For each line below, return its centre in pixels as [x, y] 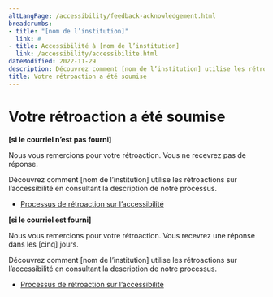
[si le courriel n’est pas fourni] [60, 139]
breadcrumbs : [30, 24]
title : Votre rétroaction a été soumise [78, 76]
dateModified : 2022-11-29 [52, 62]
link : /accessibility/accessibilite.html [87, 54]
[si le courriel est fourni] [50, 220]
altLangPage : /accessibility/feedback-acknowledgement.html [113, 16]
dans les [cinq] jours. [43, 244]
